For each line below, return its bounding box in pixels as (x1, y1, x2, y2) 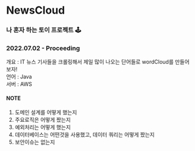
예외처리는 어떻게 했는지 (14, 123, 71, 131)
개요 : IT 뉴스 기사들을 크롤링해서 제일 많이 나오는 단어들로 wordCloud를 (6, 58, 174, 65)
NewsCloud (6, 4, 65, 17)
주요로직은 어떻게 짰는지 (14, 116, 71, 123)
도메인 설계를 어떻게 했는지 (14, 108, 77, 116)
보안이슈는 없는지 (14, 138, 55, 146)
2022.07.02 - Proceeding (6, 44, 80, 52)
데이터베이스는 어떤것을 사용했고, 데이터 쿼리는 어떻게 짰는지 (14, 131, 155, 138)
